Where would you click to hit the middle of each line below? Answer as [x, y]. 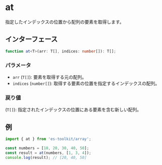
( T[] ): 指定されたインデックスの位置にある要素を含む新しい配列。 [73, 109]
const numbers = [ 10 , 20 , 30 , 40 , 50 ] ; [47, 148]
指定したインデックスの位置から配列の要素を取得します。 [65, 22]
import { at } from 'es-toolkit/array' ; [48, 139]
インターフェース [32, 39]
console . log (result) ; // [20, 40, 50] [46, 157]
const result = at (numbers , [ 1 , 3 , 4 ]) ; [48, 153]
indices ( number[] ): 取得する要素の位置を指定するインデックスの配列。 [86, 83]
